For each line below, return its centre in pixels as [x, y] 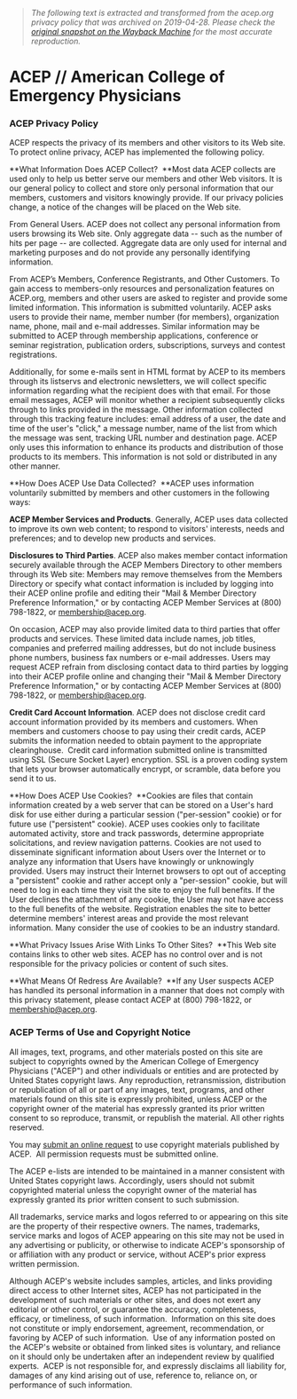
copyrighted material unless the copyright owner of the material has [133, 1190]
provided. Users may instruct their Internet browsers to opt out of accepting [148, 871]
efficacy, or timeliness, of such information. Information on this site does [143, 1318]
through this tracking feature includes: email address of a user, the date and [148, 419]
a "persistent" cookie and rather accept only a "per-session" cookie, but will [148, 881]
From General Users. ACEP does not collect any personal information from [145, 225]
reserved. [27, 1127]
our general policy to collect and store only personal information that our [141, 188]
